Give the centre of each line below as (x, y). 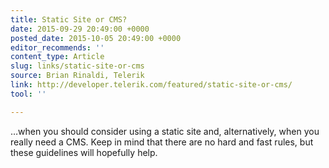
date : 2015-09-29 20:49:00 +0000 (80, 29)
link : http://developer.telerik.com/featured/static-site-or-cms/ (151, 85)
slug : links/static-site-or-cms (77, 66)
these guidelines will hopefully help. (84, 152)
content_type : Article (57, 57)
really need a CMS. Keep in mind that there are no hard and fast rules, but (162, 142)
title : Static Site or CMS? (69, 19)
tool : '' (28, 94)
